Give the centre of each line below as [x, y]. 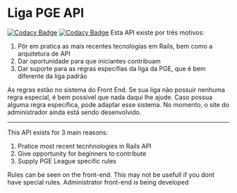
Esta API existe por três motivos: [157, 32]
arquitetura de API [44, 54]
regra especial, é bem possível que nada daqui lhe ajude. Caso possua [110, 97]
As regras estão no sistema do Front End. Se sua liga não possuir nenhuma [116, 89]
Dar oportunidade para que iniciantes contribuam [89, 61]
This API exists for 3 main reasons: [57, 132]
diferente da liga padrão [52, 76]
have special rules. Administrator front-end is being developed [98, 182]
